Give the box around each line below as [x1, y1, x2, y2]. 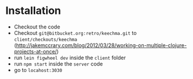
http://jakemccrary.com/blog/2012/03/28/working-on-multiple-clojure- [16, 42, 187, 49]
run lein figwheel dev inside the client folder [13, 54, 126, 61]
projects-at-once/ [13, 48, 57, 55]
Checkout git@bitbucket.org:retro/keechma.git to [13, 29, 137, 36]
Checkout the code [13, 23, 61, 30]
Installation [5, 4, 61, 17]
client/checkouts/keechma [13, 37, 77, 42]
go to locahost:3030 [13, 66, 63, 73]
